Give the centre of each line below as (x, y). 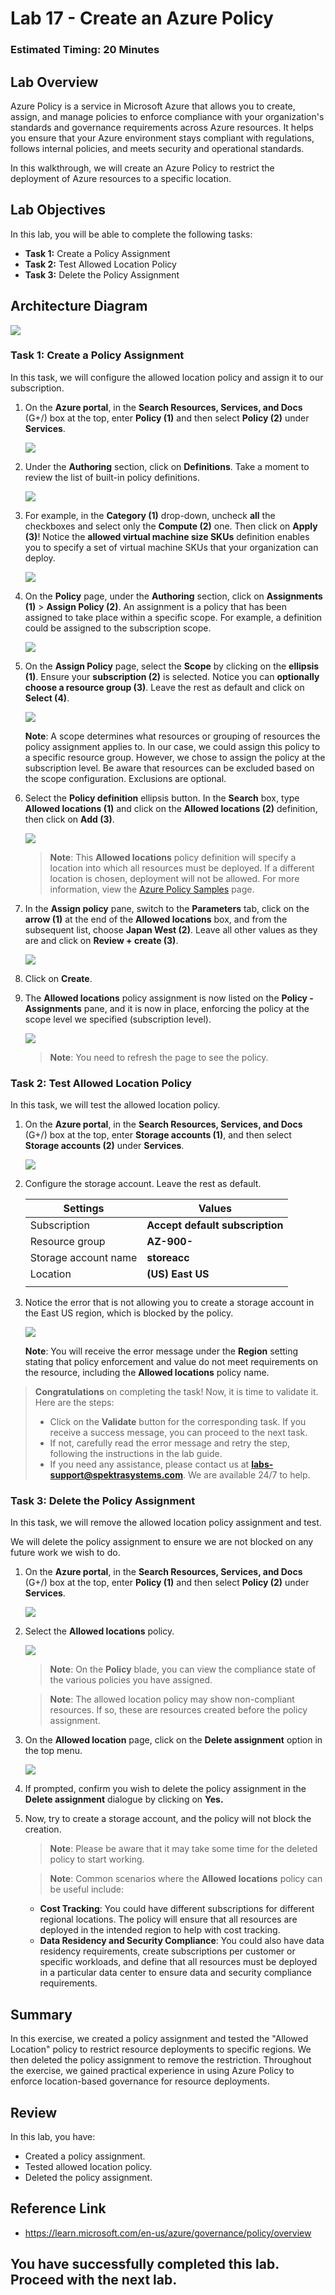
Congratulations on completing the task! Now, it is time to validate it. (176, 1392)
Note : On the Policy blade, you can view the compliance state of (183, 1669)
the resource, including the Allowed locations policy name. (147, 1373)
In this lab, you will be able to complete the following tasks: (131, 234)
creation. (43, 1829)
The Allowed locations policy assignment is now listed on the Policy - (169, 998)
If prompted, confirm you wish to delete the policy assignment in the (165, 1789)
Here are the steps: (74, 1403)
